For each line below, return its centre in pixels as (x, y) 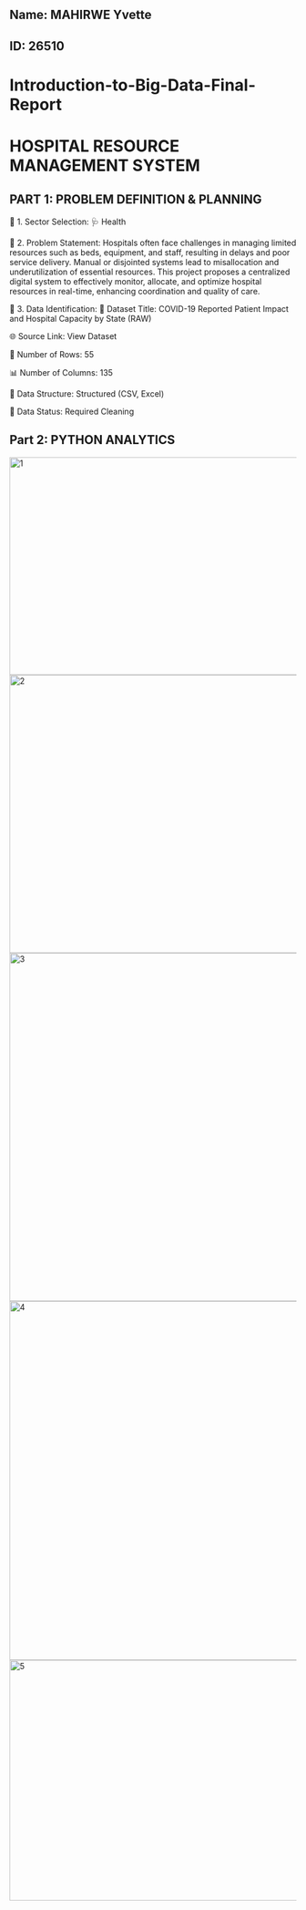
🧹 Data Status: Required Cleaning (72, 411)
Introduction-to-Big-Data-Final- (133, 85)
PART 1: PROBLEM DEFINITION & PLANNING (136, 199)
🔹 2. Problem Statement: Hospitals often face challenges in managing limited (153, 243)
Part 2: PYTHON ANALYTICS (92, 440)
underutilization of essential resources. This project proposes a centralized (150, 272)
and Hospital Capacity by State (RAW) (81, 318)
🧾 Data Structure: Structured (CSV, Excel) (87, 393)
